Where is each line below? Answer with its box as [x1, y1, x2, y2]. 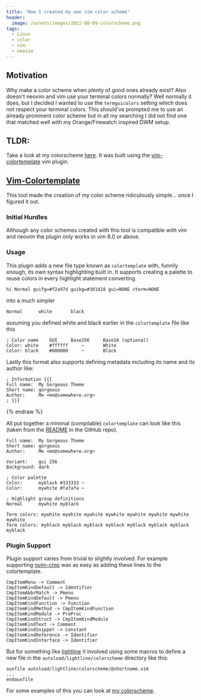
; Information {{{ [6, 376, 52, 383]
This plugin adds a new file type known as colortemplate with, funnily [6, 261, 178, 269]
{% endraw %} [6, 408, 43, 415]
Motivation [6, 70, 48, 81]
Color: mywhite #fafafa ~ [6, 485, 85, 491]
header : [6, 14, 26, 20]
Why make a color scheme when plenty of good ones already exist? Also [6, 86, 187, 93]
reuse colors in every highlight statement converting [6, 275, 136, 282]
